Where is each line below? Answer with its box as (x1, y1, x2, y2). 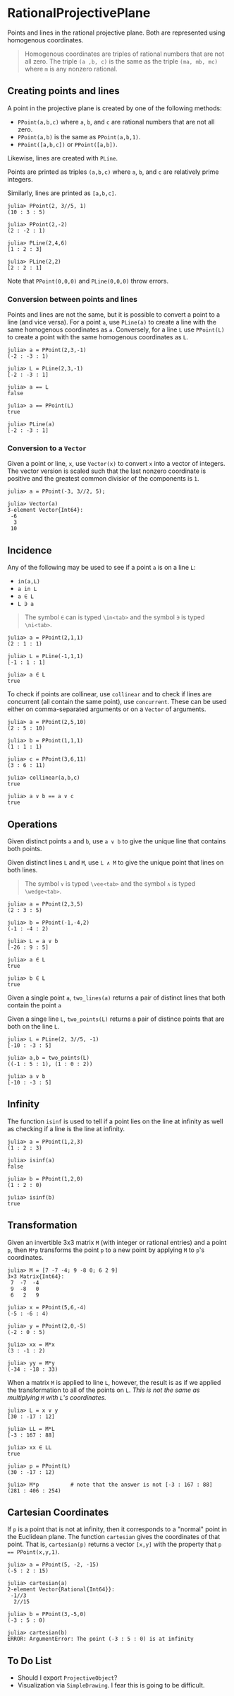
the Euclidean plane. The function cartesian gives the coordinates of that (7, 1533, 221, 1541)
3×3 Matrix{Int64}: (7, 1273, 65, 1280)
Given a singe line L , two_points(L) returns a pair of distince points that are (7, 1014, 225, 1023)
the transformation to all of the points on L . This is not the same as (7, 1386, 200, 1394)
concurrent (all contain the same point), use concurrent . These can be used (7, 698, 227, 706)
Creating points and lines (7, 85, 120, 97)
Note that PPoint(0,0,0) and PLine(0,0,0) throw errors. (7, 276, 169, 285)
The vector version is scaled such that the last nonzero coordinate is (7, 467, 207, 475)
